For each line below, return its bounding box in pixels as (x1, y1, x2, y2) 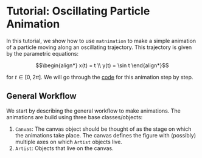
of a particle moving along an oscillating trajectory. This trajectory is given (6, 44, 192, 51)
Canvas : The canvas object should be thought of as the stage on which (15, 125, 192, 133)
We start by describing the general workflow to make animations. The (6, 107, 181, 114)
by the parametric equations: (6, 50, 79, 57)
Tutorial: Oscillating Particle (6, 4, 150, 18)
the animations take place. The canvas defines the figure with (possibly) (15, 131, 197, 139)
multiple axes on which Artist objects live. (15, 138, 123, 145)
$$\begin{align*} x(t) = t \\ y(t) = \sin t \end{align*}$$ (35, 62, 169, 69)
